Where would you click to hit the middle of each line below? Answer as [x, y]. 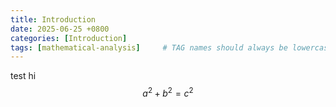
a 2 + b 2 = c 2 [168, 92]
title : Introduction [53, 19]
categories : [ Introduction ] [69, 38]
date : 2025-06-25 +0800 [60, 29]
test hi [23, 76]
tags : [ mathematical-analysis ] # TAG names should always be [149, 47]
